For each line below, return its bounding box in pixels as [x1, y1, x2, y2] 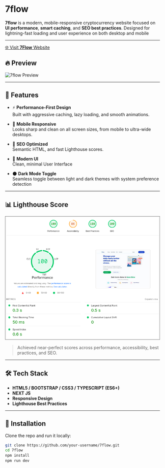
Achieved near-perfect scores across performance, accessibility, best [17, 344, 159, 350]
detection [12, 181, 32, 187]
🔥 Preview [5, 59, 37, 67]
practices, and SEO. [17, 350, 57, 356]
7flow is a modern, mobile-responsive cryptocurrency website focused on [5, 20, 156, 26]
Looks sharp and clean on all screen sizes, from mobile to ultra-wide [12, 126, 151, 132]
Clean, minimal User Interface [12, 161, 73, 167]
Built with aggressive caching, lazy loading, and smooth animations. [12, 111, 150, 117]
